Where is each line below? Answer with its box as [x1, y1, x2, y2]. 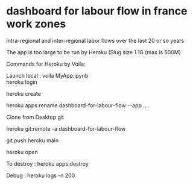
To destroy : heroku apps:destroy [6, 160, 89, 167]
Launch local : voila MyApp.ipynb [6, 72, 89, 79]
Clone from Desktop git [6, 113, 65, 121]
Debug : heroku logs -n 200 [6, 172, 75, 179]
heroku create [6, 90, 41, 97]
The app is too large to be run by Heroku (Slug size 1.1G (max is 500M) [6, 48, 181, 55]
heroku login [6, 78, 37, 86]
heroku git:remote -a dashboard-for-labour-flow [6, 125, 126, 132]
